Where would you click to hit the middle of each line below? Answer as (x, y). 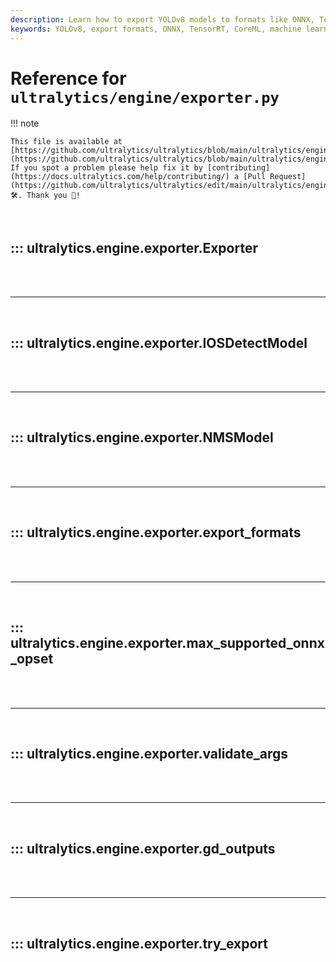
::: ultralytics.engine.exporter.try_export (139, 943)
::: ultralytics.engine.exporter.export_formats (156, 532)
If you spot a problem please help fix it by (106, 168)
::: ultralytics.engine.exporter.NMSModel (142, 437)
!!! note (25, 123)
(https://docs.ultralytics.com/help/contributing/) (120, 177)
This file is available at (66, 142)
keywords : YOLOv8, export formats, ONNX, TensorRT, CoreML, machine (156, 29)
